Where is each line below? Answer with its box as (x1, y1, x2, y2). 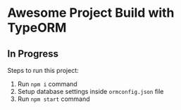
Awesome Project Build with (7, 5, 175, 21)
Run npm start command (17, 95, 90, 103)
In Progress (7, 48, 58, 60)
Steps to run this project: (7, 67, 79, 74)
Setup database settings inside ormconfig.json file (17, 88, 164, 95)
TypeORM (7, 20, 67, 36)
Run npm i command (17, 80, 77, 88)
